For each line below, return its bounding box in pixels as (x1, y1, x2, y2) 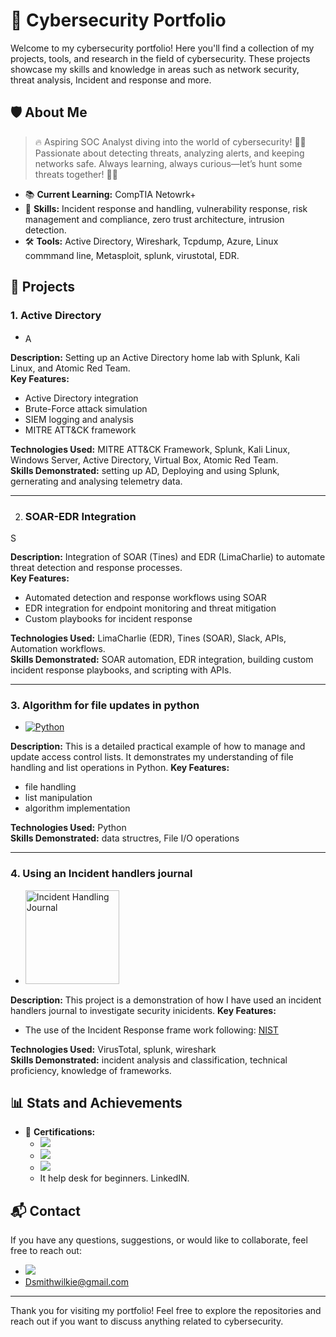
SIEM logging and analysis (24, 413, 134, 425)
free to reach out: (10, 1245, 82, 1257)
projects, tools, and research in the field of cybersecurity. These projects (10, 52, 311, 64)
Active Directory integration (24, 392, 139, 404)
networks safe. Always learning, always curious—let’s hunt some (34, 157, 303, 169)
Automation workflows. (10, 642, 106, 654)
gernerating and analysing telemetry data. (10, 475, 183, 487)
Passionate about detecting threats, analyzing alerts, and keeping (34, 147, 305, 159)
